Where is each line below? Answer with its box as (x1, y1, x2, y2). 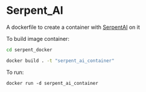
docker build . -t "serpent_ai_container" (6, 58, 115, 64)
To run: (6, 69, 24, 76)
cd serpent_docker (6, 46, 52, 53)
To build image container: (6, 35, 69, 42)
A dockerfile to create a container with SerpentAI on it (6, 23, 140, 31)
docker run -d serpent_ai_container (6, 80, 98, 86)
